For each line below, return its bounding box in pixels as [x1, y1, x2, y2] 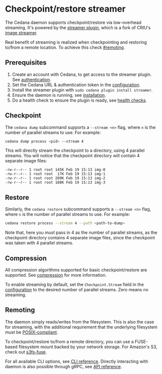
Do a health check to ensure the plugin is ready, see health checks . [12, 97, 147, 103]
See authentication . [12, 76, 52, 82]
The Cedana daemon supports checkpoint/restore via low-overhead [5, 19, 142, 25]
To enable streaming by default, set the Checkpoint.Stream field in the [5, 281, 144, 287]
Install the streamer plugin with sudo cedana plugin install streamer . [12, 87, 153, 93]
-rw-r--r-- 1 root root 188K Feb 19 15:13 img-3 [5, 180, 106, 185]
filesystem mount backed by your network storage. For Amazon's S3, [18, 344, 158, 350]
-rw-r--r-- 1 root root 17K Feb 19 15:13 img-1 [5, 172, 106, 177]
